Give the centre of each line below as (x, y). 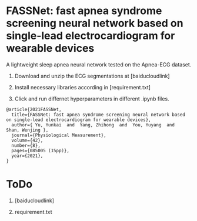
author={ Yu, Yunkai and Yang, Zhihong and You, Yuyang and (93, 125)
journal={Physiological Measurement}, (59, 135)
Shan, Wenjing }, (27, 130)
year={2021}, (27, 156)
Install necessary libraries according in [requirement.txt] (83, 87)
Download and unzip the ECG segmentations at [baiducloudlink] (92, 76)
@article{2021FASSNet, (34, 109)
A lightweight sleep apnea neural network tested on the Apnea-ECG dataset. (99, 64)
